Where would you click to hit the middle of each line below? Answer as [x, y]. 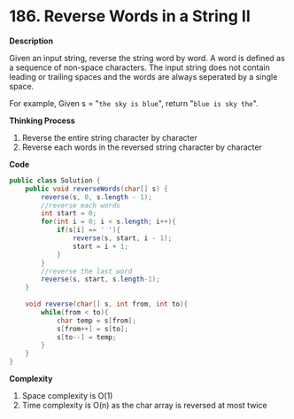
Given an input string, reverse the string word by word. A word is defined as [147, 58]
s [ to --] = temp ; [86, 337]
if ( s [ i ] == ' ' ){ [89, 230]
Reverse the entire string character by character [109, 137]
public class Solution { [55, 180]
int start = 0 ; [69, 213]
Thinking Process [42, 120]
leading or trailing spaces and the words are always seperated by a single [143, 76]
